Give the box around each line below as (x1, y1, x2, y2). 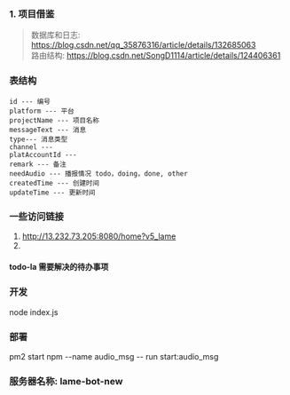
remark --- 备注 (9, 160, 67, 169)
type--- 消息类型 (9, 135, 68, 144)
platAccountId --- (9, 150, 77, 159)
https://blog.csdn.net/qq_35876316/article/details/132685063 (30, 40, 256, 51)
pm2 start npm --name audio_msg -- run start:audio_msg (9, 352, 219, 362)
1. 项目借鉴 (9, 7, 55, 20)
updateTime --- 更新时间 (9, 188, 96, 197)
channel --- (9, 142, 53, 152)
